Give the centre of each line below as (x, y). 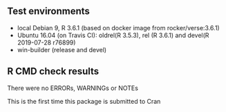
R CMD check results (53, 71)
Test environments (48, 11)
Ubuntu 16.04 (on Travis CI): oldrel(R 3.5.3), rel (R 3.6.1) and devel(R (113, 35)
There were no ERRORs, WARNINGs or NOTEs (73, 88)
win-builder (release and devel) (62, 49)
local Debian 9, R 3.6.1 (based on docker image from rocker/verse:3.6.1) (118, 27)
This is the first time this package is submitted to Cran (84, 101)
